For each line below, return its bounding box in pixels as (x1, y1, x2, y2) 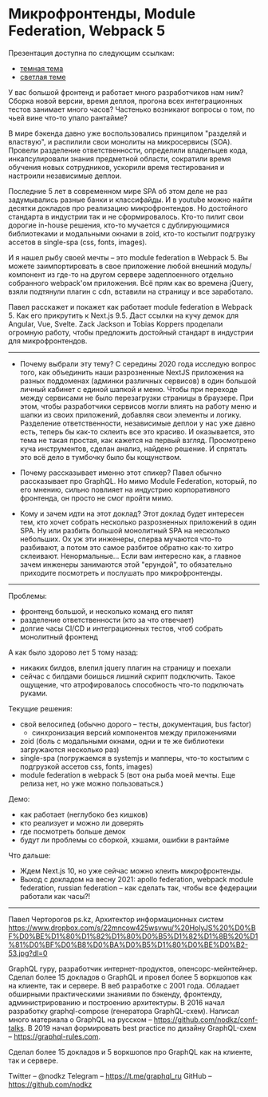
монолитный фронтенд (19, 632, 98, 641)
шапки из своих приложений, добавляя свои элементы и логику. (19, 410, 242, 419)
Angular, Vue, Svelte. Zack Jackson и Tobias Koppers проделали (8, 319, 223, 328)
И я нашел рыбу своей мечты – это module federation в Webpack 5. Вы (8, 252, 249, 262)
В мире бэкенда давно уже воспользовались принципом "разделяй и (8, 129, 247, 138)
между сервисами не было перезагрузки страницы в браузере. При (19, 393, 254, 402)
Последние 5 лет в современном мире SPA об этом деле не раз (8, 186, 228, 196)
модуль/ (223, 261, 252, 271)
